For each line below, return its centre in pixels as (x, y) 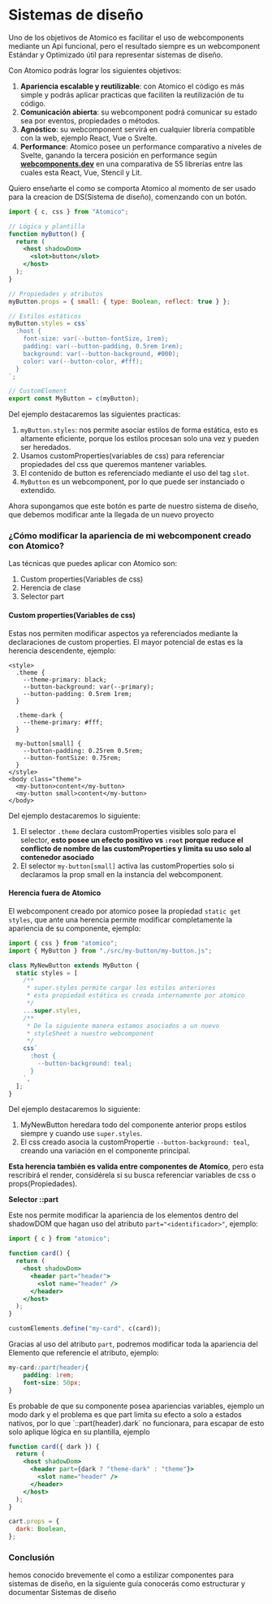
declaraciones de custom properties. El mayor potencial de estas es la (126, 642)
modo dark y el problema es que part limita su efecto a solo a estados (125, 1414)
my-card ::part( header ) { (49, 1368)
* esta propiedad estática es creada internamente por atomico (136, 996)
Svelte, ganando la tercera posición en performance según (119, 155)
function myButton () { (47, 234)
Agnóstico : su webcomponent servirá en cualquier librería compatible (138, 129)
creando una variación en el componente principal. (105, 1151)
